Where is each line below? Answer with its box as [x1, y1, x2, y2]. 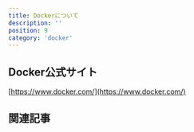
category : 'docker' [8, 33, 73, 42]
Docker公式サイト [8, 65, 98, 79]
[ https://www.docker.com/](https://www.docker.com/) [8, 87, 186, 96]
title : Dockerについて [8, 11, 79, 20]
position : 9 [8, 26, 48, 34]
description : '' [8, 19, 62, 27]
